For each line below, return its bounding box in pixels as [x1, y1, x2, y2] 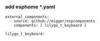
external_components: [5, 15, 50, 20]
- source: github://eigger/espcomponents [9, 19, 96, 24]
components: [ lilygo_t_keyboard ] [14, 23, 87, 28]
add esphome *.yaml [5, 3, 55, 10]
